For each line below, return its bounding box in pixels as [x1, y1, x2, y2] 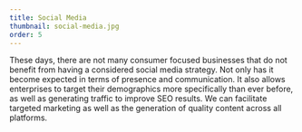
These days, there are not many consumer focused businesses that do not [9, 55, 287, 66]
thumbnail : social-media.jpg [9, 22, 120, 31]
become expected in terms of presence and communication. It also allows [9, 74, 286, 85]
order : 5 [9, 30, 43, 39]
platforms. [9, 112, 48, 123]
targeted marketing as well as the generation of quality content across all [9, 103, 283, 114]
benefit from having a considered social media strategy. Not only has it [9, 64, 274, 75]
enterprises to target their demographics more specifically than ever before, [9, 83, 294, 95]
